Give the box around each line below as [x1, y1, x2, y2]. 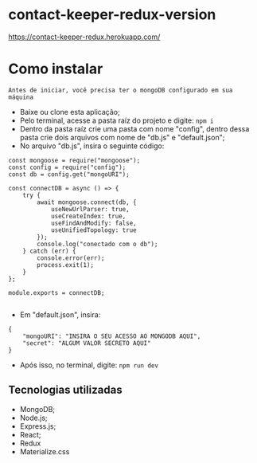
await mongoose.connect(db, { [37, 198, 137, 206]
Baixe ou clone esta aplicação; [19, 107, 121, 116]
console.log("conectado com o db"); [37, 240, 158, 248]
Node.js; [19, 413, 48, 422]
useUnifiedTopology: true [50, 226, 137, 234]
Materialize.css [19, 446, 70, 456]
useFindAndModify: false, [50, 219, 137, 227]
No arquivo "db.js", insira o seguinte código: [19, 141, 165, 151]
